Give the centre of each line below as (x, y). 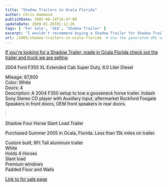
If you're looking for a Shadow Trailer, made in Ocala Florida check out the (82, 52)
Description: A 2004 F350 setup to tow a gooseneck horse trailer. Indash (80, 93)
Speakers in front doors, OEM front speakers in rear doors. (66, 104)
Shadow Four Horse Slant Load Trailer (44, 123)
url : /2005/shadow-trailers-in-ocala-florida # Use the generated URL (81, 38)
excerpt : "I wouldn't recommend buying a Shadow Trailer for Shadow (78, 33)
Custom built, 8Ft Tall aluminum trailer (44, 143)
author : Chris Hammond (29, 15)
